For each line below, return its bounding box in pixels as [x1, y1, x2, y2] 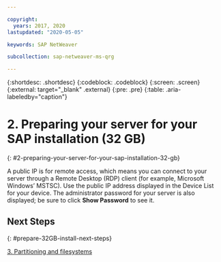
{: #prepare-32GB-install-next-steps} [7, 234, 113, 242]
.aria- [166, 86, 181, 94]
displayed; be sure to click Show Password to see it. [7, 196, 155, 205]
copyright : [7, 16, 38, 23]
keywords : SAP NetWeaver [7, 41, 78, 48]
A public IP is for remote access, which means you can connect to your [7, 167, 207, 175]
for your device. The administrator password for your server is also [7, 189, 196, 197]
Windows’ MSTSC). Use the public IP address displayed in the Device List [7, 182, 214, 190]
